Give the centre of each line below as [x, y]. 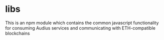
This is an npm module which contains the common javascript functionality [82, 23]
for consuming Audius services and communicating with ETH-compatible [80, 28]
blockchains [17, 33]
